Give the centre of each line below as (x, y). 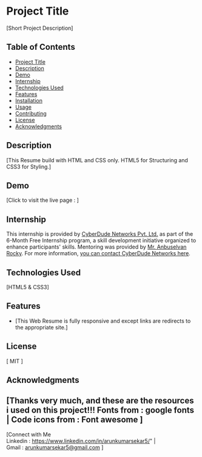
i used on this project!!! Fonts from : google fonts (100, 411)
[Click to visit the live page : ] (42, 200)
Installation (29, 100)
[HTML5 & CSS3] (28, 287)
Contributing (31, 113)
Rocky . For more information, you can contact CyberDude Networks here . (99, 253)
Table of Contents (41, 47)
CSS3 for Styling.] (29, 167)
